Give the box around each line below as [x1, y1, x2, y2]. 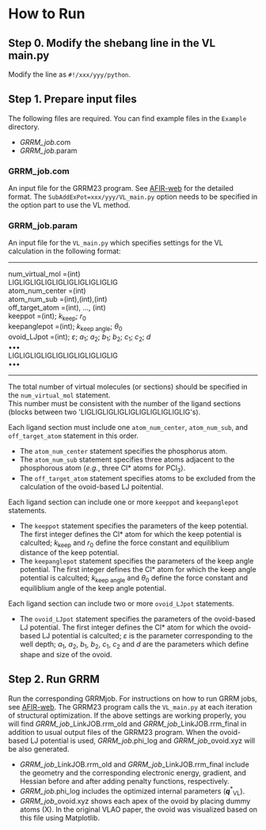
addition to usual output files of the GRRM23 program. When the [8, 727, 218, 737]
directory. [8, 122, 40, 131]
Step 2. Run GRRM [8, 672, 101, 686]
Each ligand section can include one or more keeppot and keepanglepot [8, 497, 239, 507]
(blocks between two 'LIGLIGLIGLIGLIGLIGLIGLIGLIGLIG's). [8, 407, 201, 417]
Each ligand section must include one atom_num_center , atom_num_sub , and [8, 422, 248, 432]
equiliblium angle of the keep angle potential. [19, 584, 167, 593]
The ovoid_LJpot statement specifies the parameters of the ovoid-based [19, 615, 256, 624]
